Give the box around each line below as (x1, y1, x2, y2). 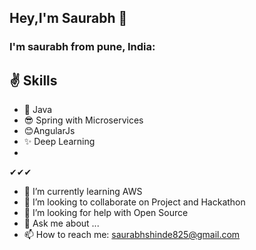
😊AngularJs (23, 125, 76, 137)
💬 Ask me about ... (23, 217, 100, 230)
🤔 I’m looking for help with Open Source (23, 207, 189, 219)
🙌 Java (23, 104, 53, 116)
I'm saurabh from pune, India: (9, 40, 156, 54)
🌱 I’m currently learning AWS (23, 186, 143, 198)
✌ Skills (9, 72, 58, 89)
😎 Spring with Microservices (23, 114, 144, 126)
